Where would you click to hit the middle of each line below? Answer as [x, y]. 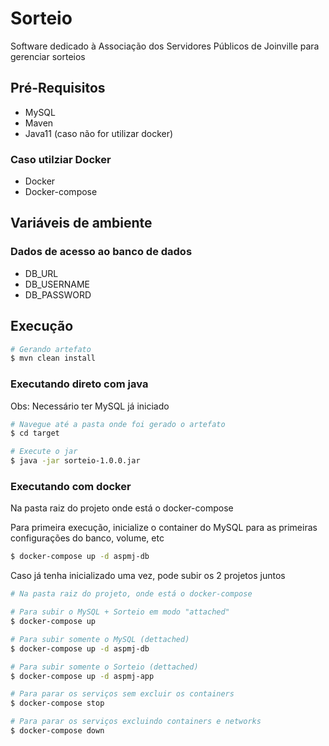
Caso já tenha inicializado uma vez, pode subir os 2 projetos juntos [148, 576]
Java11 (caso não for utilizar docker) [99, 133]
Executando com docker [71, 487]
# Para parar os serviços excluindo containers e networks [136, 722]
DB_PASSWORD [58, 294]
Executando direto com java [79, 384]
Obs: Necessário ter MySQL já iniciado [90, 406]
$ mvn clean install [53, 358]
